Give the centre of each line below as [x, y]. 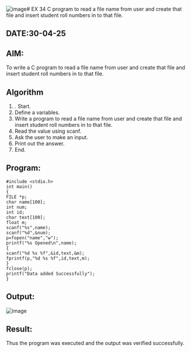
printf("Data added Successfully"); [51, 274]
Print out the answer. [39, 144]
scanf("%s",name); [28, 227]
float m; [17, 222]
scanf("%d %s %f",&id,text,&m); [45, 253]
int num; [17, 207]
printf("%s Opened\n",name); [41, 243]
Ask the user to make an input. [51, 137]
